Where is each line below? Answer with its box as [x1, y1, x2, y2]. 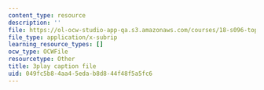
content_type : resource [8, 11, 86, 20]
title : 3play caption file [8, 63, 97, 70]
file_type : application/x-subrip [8, 33, 118, 41]
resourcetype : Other [8, 56, 76, 63]
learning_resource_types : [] [8, 41, 104, 49]
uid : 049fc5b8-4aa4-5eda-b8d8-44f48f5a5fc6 [8, 70, 153, 77]
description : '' [8, 19, 61, 27]
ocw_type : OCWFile [8, 48, 68, 56]
